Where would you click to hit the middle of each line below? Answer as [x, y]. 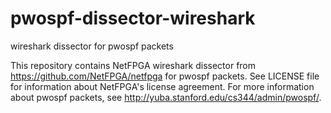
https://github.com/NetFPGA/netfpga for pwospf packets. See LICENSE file [165, 76]
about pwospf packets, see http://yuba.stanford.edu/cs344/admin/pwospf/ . [166, 97]
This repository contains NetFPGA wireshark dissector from [133, 65]
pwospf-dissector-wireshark [133, 18]
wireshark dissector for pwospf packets [92, 46]
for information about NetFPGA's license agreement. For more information [162, 86]
